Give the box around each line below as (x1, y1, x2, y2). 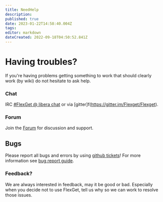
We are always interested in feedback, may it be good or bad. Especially (5, 181, 153, 187)
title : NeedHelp (5, 7, 39, 12)
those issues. (5, 192, 32, 198)
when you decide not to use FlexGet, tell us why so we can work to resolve (5, 187, 159, 193)
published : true (5, 16, 39, 21)
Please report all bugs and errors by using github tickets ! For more (5, 152, 141, 158)
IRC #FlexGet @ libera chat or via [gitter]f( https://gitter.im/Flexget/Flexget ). (5, 101, 159, 107)
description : (5, 12, 32, 17)
